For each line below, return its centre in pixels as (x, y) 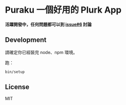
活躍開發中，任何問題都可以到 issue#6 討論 (48, 24)
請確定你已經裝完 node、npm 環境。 (41, 52)
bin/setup (15, 72)
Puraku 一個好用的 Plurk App (63, 10)
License (17, 87)
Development (26, 40)
